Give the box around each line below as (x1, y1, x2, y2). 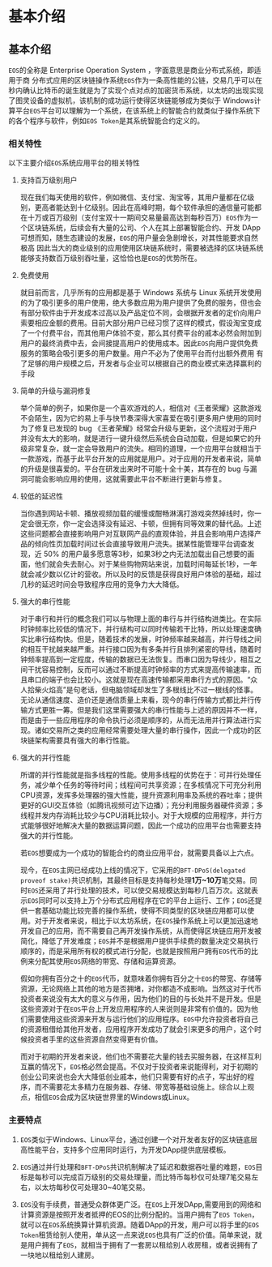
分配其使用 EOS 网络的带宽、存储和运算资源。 (34, 957, 181, 966)
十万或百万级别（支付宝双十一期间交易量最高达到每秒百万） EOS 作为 (27, 212, 252, 223)
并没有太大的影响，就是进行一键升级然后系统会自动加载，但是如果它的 (19, 434, 255, 443)
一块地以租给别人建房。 (19, 1250, 99, 1260)
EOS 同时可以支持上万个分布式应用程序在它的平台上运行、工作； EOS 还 (27, 896, 255, 905)
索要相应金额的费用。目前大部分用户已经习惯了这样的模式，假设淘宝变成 (19, 318, 261, 328)
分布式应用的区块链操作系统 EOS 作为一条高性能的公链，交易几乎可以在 (31, 75, 263, 85)
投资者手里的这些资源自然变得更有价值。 (27, 1034, 163, 1044)
